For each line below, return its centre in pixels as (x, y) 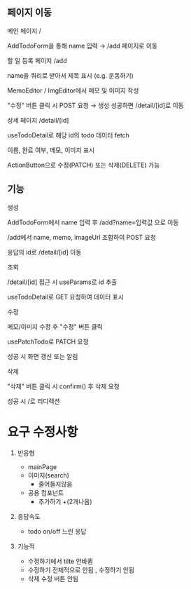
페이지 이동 (30, 13)
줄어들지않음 (55, 484)
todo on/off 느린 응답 (57, 531)
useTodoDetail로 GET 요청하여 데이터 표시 (66, 297)
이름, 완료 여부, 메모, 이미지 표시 (51, 150)
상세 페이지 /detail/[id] (38, 120)
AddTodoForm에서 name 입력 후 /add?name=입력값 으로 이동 (93, 222)
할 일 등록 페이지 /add (37, 60)
